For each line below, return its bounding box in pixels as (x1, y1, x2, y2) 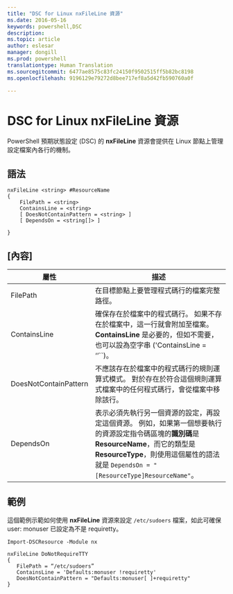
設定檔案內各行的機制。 (7, 146, 74, 154)
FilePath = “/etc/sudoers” (16, 563, 95, 570)
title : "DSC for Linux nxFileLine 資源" (7, 10, 123, 17)
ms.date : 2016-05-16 (7, 17, 67, 24)
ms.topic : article (7, 36, 60, 43)
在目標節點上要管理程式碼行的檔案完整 (94, 285, 221, 295)
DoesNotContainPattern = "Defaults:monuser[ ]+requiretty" (16, 575, 191, 582)
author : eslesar (7, 42, 54, 49)
